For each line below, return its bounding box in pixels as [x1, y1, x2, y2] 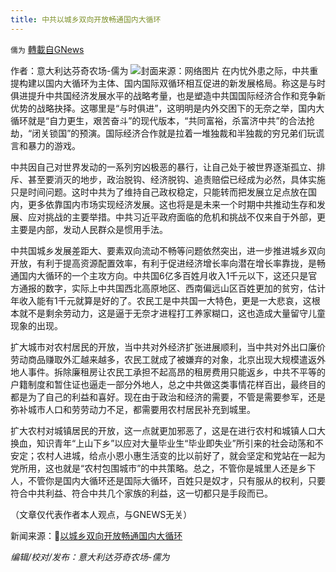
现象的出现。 [10, 319, 63, 331]
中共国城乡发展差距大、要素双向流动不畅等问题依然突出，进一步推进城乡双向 [10, 244, 326, 256]
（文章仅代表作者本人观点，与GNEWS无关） [10, 508, 193, 520]
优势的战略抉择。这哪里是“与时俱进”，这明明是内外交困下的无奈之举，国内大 [10, 102, 325, 114]
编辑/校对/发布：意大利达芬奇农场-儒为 [10, 551, 170, 563]
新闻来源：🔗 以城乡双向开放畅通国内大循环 [10, 529, 183, 541]
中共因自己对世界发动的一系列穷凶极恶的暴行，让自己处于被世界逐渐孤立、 [10, 161, 317, 173]
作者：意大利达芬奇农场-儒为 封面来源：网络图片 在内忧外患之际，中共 [10, 64, 310, 76]
